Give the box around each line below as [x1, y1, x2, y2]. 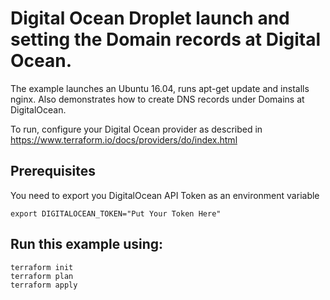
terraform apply [10, 280, 78, 290]
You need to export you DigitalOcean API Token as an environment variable [10, 189, 320, 201]
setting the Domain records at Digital [10, 28, 322, 51]
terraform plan [10, 271, 74, 281]
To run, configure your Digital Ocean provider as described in [10, 123, 263, 135]
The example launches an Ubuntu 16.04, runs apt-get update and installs [10, 82, 310, 94]
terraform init [10, 262, 74, 272]
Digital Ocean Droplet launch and [10, 7, 290, 30]
